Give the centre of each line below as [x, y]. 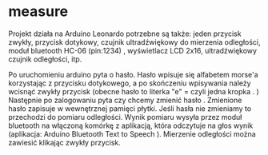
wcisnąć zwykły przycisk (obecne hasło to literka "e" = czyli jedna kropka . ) [134, 91]
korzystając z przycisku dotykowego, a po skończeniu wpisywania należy [130, 83]
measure [38, 12]
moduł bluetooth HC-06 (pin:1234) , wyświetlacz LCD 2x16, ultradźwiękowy [133, 50]
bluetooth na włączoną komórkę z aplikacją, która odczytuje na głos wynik [131, 125]
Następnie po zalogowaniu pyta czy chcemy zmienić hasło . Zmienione [125, 100]
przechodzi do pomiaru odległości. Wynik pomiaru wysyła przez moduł [125, 117]
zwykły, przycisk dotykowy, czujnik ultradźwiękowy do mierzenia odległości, [134, 42]
